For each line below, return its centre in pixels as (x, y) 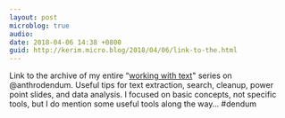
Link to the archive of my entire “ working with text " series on (121, 75)
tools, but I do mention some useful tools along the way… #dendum (133, 104)
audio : (21, 34)
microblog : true (39, 26)
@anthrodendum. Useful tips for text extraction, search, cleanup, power (142, 85)
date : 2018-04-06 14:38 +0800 (66, 42)
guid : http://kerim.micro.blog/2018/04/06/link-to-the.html (124, 51)
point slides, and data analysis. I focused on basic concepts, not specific (143, 95)
